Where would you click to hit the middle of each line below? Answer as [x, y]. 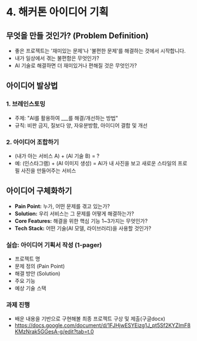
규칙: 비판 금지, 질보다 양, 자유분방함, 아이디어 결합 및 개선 [81, 125]
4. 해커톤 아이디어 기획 [57, 12]
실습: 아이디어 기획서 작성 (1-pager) [54, 245]
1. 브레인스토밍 [26, 104]
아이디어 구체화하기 [39, 191]
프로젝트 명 [27, 259]
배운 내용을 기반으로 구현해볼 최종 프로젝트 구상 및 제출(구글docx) [90, 319]
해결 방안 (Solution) [37, 273]
